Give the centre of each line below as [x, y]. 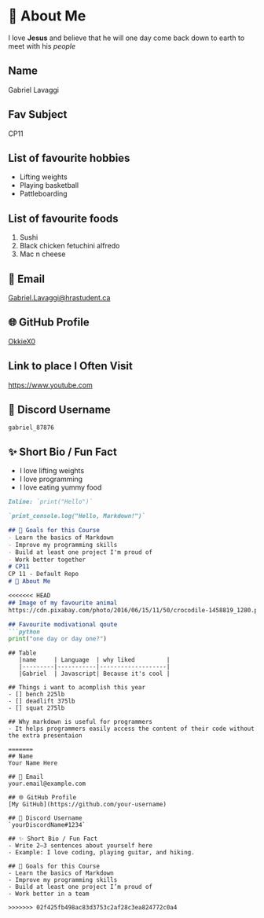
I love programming [51, 479]
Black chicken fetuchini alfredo [70, 246]
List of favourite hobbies [69, 158]
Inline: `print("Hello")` [50, 502]
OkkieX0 [22, 341]
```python [24, 632]
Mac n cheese [42, 254]
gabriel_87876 [31, 428]
